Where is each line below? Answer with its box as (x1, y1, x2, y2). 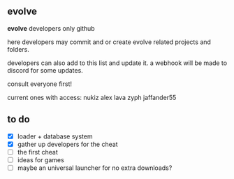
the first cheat (17, 148, 58, 156)
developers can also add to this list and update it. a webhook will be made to (7, 59, 228, 67)
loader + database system (17, 132, 93, 141)
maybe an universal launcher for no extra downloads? (17, 164, 173, 172)
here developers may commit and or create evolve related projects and (7, 38, 212, 46)
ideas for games (17, 155, 64, 164)
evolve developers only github (7, 24, 96, 32)
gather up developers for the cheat (17, 140, 118, 148)
